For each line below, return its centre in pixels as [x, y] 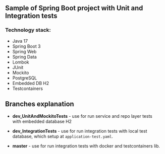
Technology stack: [28, 30]
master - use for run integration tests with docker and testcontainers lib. [86, 146]
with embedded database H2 [42, 121]
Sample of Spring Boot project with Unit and [74, 8]
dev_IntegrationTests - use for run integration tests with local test [80, 131]
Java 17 [20, 41]
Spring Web [24, 51]
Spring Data [25, 57]
